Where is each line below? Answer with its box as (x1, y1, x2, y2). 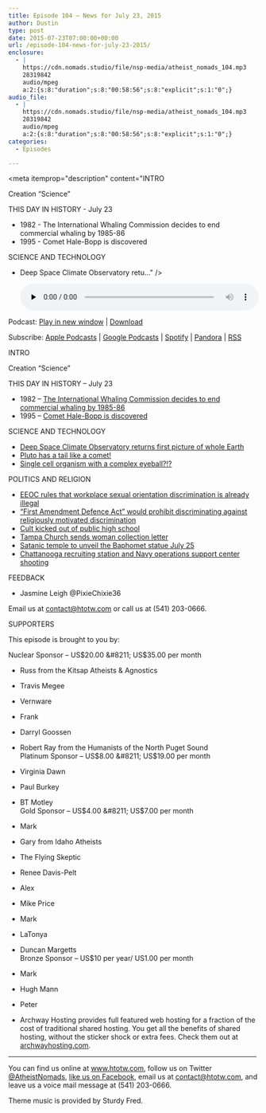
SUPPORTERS (8, 619, 55, 629)
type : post (8, 26, 44, 34)
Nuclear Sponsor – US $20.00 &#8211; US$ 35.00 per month (8, 650, 202, 660)
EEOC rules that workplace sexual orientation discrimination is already (19, 490, 250, 500)
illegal (19, 499, 40, 508)
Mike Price (19, 899, 56, 908)
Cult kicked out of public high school (19, 523, 141, 534)
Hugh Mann (19, 985, 59, 994)
